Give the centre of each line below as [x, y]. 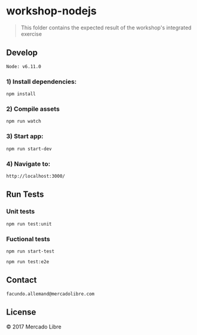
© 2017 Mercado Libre [34, 327]
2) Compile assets [33, 109]
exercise [31, 33]
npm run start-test [30, 251]
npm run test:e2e [28, 261]
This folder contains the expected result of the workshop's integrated [106, 28]
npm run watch [24, 121]
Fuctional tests [28, 239]
